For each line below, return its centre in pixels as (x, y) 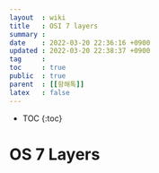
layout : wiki (38, 17)
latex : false (40, 92)
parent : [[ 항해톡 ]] (47, 84)
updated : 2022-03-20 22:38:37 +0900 (80, 51)
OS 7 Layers (55, 154)
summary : (28, 34)
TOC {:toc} (42, 118)
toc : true (38, 68)
